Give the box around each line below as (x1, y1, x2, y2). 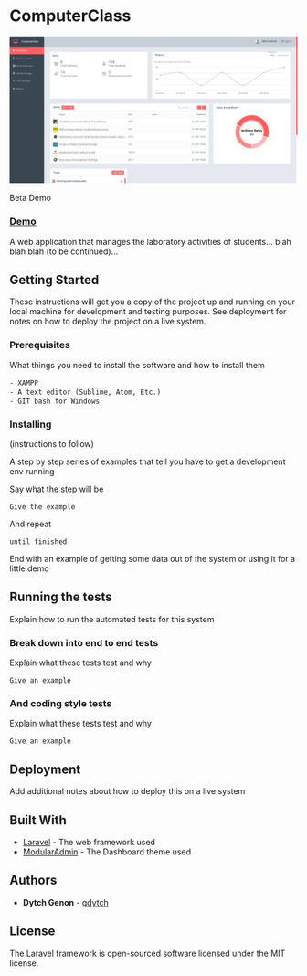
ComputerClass (9, 5, 132, 27)
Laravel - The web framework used (22, 837, 155, 848)
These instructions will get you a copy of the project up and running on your (9, 296, 295, 307)
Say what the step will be (9, 483, 104, 494)
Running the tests (9, 589, 112, 605)
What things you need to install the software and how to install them (9, 359, 265, 370)
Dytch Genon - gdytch (22, 896, 110, 907)
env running (9, 466, 55, 477)
